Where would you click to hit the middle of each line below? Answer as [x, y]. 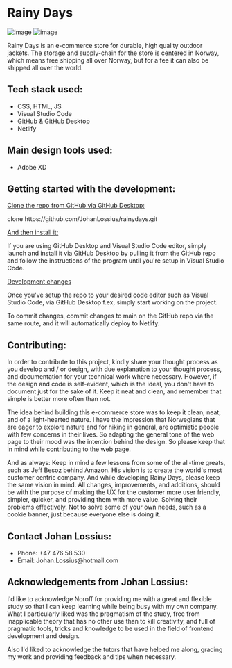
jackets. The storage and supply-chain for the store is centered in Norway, [113, 53]
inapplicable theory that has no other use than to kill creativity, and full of [111, 621]
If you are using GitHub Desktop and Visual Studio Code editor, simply [107, 246]
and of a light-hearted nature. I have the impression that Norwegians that [111, 420]
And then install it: [33, 233]
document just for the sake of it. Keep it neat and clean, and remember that [114, 391]
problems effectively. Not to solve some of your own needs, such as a [107, 507]
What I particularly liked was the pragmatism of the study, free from [104, 614]
